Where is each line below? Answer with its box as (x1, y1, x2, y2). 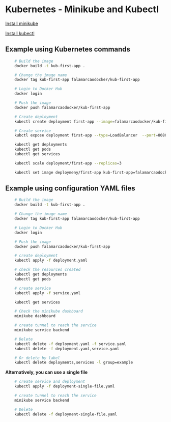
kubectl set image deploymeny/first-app (14, 170, 101, 175)
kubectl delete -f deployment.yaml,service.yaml (14, 346, 120, 351)
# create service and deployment (14, 379, 85, 384)
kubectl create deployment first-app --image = (14, 119, 115, 124)
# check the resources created (14, 267, 81, 272)
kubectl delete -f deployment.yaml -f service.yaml (14, 341, 126, 347)
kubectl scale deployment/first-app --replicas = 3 (14, 160, 122, 166)
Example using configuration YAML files (5, 184, 136, 193)
